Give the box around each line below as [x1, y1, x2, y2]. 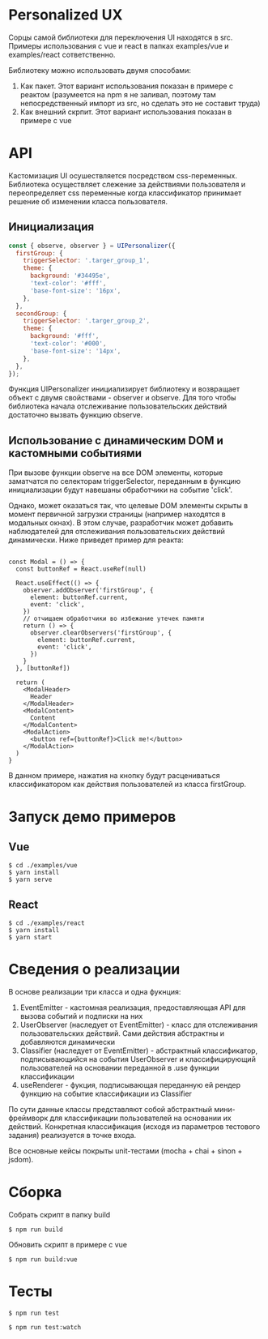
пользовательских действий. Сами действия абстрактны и [19, 1029, 225, 1038]
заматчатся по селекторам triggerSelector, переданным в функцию [8, 477, 241, 486]
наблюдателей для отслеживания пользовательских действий [8, 527, 225, 537]
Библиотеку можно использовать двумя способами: [8, 65, 192, 75]
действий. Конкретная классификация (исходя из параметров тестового [8, 1122, 261, 1132]
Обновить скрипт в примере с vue [8, 1239, 128, 1249]
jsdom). [8, 1155, 34, 1164]
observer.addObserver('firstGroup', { [23, 586, 154, 595]
